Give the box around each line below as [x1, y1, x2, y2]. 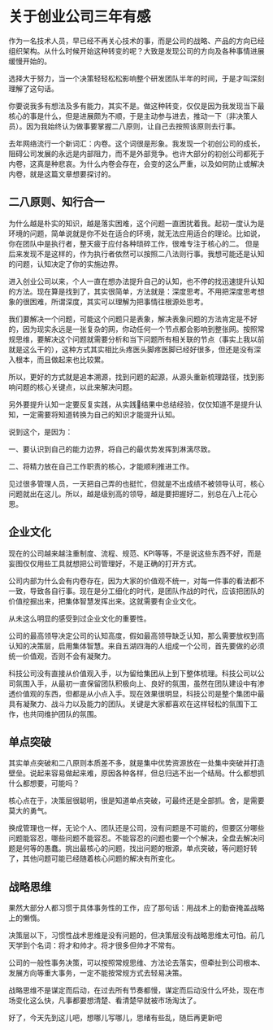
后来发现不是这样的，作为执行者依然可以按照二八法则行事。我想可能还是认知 [8, 249, 265, 259]
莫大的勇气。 [8, 806, 51, 816]
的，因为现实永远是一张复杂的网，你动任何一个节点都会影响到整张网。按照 [8, 324, 258, 334]
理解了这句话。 [8, 83, 58, 94]
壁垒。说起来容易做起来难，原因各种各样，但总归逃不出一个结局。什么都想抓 [8, 768, 265, 778]
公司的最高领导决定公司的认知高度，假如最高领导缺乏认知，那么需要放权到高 [8, 631, 265, 640]
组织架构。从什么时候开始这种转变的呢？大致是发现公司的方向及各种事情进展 [8, 46, 265, 55]
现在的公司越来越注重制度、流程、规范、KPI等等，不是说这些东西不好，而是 [8, 548, 262, 558]
